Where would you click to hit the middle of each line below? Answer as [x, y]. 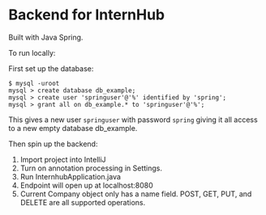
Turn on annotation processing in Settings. [91, 168]
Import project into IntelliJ [63, 159]
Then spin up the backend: [53, 144]
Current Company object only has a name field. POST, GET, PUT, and [136, 194]
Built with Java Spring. [46, 37]
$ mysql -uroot [34, 83]
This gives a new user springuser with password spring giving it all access [133, 120]
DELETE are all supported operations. [83, 202]
